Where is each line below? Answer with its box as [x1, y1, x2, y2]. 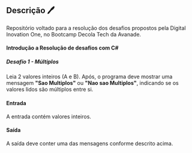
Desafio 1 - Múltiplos [6, 58, 59, 65]
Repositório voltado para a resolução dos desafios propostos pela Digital [6, 24, 186, 32]
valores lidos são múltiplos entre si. [6, 86, 94, 93]
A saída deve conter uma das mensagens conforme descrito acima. [6, 140, 173, 147]
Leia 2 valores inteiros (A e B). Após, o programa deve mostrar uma [6, 73, 173, 80]
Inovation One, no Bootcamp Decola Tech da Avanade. [6, 30, 142, 38]
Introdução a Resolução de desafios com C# [6, 44, 119, 51]
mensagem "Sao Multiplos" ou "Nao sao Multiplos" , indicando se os [6, 79, 179, 87]
